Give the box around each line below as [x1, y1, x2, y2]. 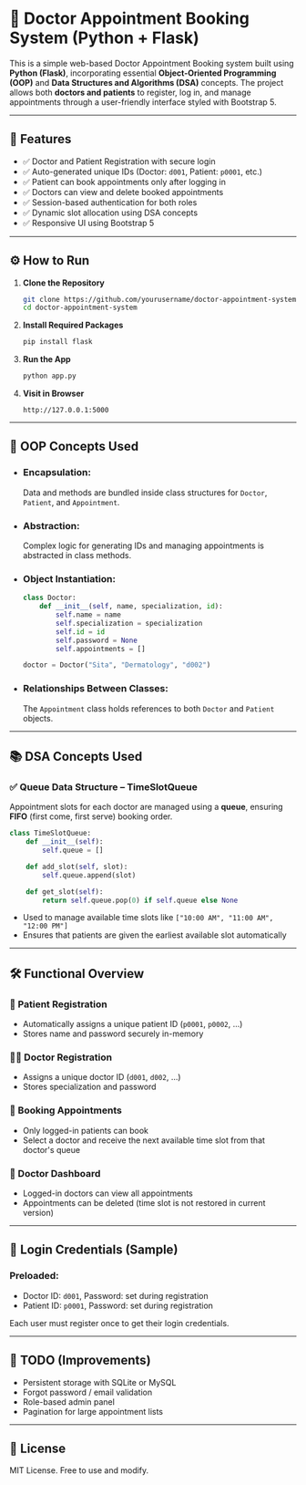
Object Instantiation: [22, 572, 117, 585]
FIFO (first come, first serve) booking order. [9, 811, 173, 822]
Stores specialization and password [22, 1081, 157, 1093]
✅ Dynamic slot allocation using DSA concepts [22, 207, 199, 218]
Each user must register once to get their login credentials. [9, 1317, 229, 1328]
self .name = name [56, 610, 121, 619]
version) [22, 1208, 55, 1219]
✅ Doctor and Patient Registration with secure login [22, 155, 216, 167]
